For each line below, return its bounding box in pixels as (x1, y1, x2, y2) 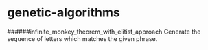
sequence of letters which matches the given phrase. (7, 34, 158, 42)
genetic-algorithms (7, 5, 120, 21)
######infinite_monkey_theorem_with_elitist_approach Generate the (7, 27, 201, 36)
